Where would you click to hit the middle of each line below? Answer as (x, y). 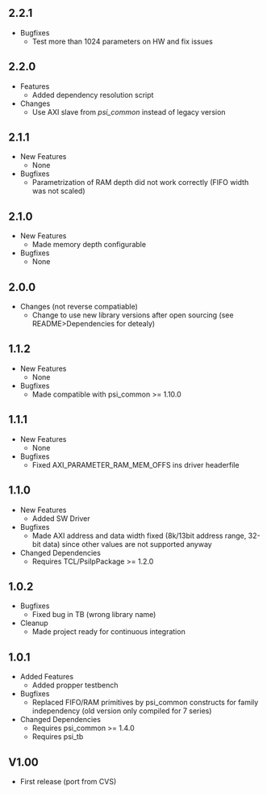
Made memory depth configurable (89, 245)
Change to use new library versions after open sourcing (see (133, 315)
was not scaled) (59, 191)
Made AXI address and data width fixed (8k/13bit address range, (139, 536)
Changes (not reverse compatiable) (79, 307)
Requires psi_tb (58, 737)
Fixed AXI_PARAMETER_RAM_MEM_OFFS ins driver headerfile (136, 464)
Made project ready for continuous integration (108, 632)
